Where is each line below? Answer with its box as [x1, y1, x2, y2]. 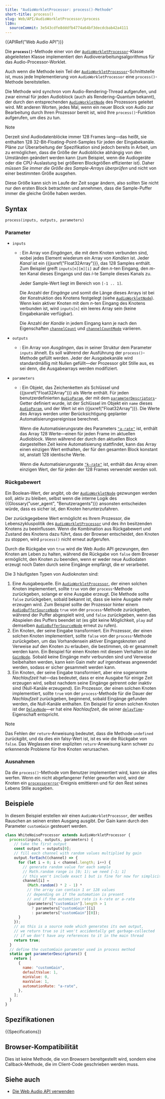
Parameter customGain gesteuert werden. [5, 823, 88, 829]
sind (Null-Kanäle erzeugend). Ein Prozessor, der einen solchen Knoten [12, 685, 156, 691]
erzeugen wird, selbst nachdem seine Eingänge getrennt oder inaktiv [12, 680, 152, 686]
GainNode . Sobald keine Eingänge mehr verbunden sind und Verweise [12, 653, 152, 660]
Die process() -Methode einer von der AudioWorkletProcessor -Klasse [5, 49, 144, 55]
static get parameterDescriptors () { [9, 951, 87, 957]
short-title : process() [5, 12, 54, 17]
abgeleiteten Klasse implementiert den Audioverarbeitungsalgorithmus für [5, 54, 155, 60]
